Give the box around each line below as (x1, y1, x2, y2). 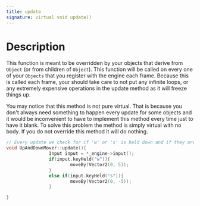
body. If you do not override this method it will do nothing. (6, 128, 148, 135)
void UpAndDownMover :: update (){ (6, 145, 86, 151)
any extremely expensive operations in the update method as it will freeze (6, 85, 187, 92)
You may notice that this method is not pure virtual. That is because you (6, 102, 183, 110)
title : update (6, 8, 42, 15)
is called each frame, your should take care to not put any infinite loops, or (6, 79, 189, 86)
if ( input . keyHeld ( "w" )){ (48, 156, 111, 163)
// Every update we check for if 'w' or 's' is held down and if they (6, 139, 185, 146)
